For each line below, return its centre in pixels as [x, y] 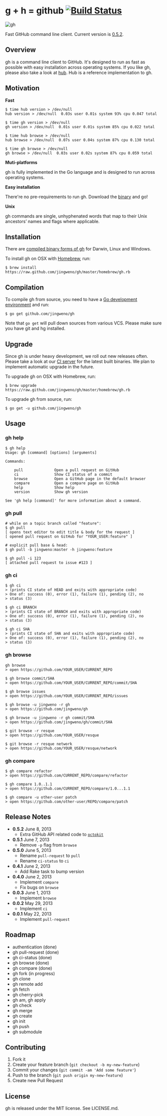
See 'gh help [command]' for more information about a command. [73, 501]
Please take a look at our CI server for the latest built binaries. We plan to [80, 361]
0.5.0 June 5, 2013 [32, 850]
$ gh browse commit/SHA [30, 678]
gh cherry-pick [28, 994]
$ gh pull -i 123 [23, 558]
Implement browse [38, 898]
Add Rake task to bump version [52, 871]
